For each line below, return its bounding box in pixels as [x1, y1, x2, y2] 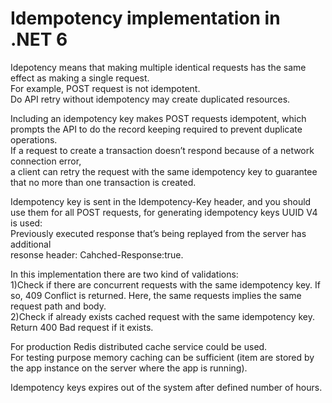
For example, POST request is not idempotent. [10, 82, 201, 94]
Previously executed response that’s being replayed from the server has [10, 227, 307, 239]
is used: [10, 217, 43, 229]
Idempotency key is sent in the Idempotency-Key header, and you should [10, 195, 312, 207]
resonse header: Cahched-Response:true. [10, 248, 184, 261]
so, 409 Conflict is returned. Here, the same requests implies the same [10, 289, 302, 301]
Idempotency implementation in [10, 7, 281, 30]
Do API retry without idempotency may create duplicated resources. [10, 93, 291, 105]
